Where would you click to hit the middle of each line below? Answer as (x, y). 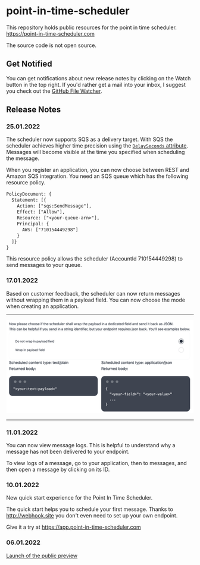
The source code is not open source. (51, 45)
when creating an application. (43, 306)
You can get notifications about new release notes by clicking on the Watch (99, 78)
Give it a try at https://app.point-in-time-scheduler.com (74, 527)
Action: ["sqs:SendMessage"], (54, 206)
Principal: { (33, 224)
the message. (23, 158)
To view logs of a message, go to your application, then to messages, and (97, 463)
